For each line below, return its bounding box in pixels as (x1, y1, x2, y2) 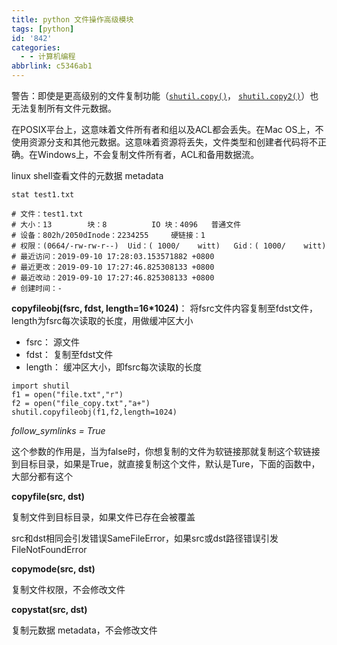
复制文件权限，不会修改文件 (11, 584, 126, 595)
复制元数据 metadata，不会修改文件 (11, 624, 158, 636)
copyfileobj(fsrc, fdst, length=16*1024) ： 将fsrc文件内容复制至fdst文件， (11, 302, 319, 314)
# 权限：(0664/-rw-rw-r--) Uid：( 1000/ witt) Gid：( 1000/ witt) (11, 241, 327, 251)
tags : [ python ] (11, 24, 75, 34)
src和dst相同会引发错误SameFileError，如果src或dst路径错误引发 (11, 532, 279, 544)
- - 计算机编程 (20, 52, 76, 62)
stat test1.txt (11, 190, 75, 200)
